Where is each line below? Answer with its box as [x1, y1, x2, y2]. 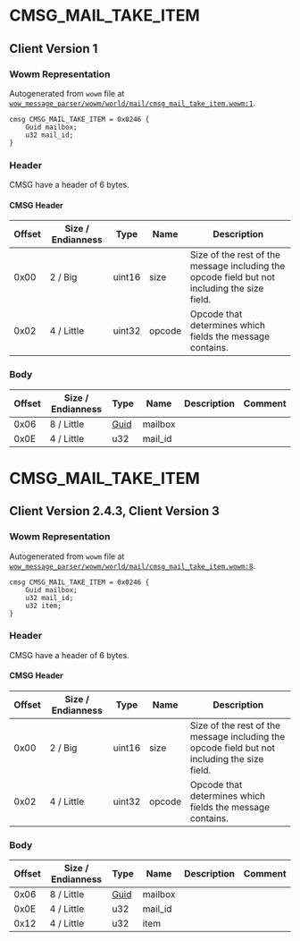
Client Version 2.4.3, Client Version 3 [9, 504, 221, 519]
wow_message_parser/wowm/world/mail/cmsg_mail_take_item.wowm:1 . [9, 97, 256, 108]
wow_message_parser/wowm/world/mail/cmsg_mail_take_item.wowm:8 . [9, 560, 256, 571]
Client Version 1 [9, 41, 98, 56]
